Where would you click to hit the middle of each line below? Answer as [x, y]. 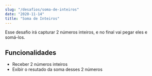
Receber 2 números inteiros [40, 64]
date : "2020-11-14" [25, 14]
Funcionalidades [31, 53]
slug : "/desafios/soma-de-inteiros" [42, 9]
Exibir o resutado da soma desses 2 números [57, 69]
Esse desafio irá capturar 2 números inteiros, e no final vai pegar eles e [76, 32]
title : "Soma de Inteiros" [32, 18]
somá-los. [15, 37]
